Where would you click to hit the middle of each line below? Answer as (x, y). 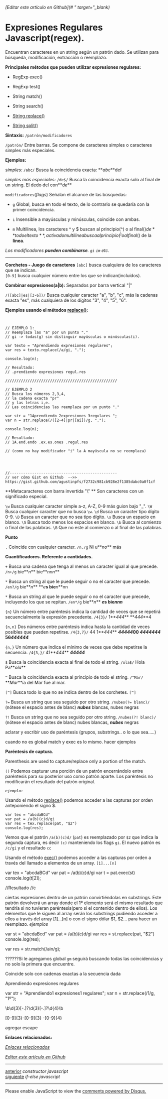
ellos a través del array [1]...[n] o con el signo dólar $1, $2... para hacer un (81, 919)
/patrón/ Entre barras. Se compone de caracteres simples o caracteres (79, 145)
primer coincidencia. (33, 209)
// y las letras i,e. (28, 403)
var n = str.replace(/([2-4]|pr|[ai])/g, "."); (56, 420)
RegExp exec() (27, 77)
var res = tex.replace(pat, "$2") (41, 823)
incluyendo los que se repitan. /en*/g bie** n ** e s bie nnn (64, 601)
